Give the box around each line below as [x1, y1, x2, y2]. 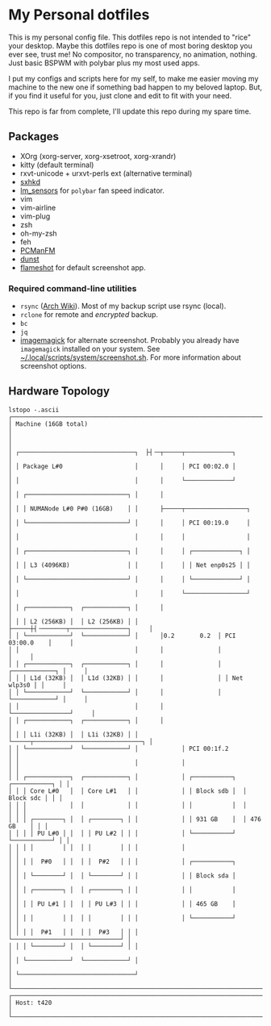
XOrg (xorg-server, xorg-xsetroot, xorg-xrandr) [19, 151, 177, 161]
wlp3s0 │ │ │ [8, 681, 67, 689]
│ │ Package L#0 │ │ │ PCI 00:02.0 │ [8, 462, 236, 470]
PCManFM [19, 245, 56, 255]
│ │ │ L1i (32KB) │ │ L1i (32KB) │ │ [8, 730, 139, 739]
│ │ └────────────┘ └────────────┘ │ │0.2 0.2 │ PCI [8, 632, 236, 640]
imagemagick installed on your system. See [19, 344, 161, 354]
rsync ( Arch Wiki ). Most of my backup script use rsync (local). [19, 301, 227, 311]
